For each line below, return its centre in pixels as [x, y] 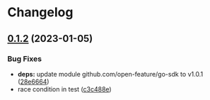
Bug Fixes [25, 59]
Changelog [40, 12]
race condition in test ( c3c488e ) [64, 89]
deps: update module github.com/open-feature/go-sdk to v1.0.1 [110, 74]
